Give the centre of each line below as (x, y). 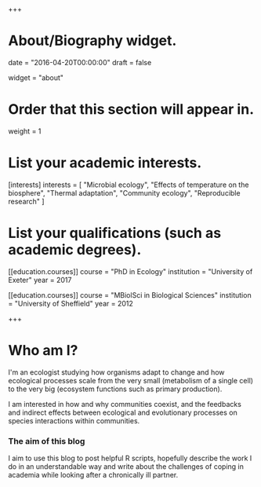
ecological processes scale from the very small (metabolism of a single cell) (130, 380)
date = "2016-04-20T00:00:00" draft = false (80, 62)
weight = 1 (25, 131)
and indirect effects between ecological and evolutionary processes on (123, 412)
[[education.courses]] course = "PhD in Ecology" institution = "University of (130, 271)
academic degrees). (75, 250)
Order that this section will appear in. (131, 110)
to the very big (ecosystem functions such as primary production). (115, 389)
